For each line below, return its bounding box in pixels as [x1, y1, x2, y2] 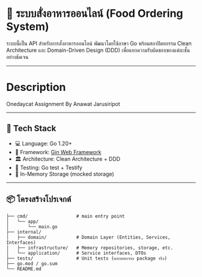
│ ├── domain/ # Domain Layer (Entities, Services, [6, 234, 171, 240]
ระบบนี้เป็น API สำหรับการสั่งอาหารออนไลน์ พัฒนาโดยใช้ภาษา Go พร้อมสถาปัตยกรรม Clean [6, 40, 192, 47]
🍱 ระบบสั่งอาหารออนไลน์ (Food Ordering [6, 7, 183, 20]
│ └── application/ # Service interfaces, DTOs [6, 250, 147, 256]
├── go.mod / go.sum [6, 260, 58, 267]
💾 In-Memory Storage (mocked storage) [14, 170, 114, 178]
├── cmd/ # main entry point [6, 213, 125, 219]
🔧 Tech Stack [6, 123, 57, 134]
